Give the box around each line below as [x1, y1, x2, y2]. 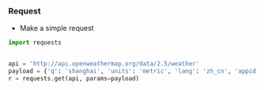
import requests [8, 39, 62, 47]
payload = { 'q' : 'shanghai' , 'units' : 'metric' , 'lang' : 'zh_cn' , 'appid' [8, 67, 260, 76]
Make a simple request [19, 24, 94, 33]
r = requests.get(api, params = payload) [8, 74, 140, 82]
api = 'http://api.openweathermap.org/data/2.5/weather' [8, 60, 200, 68]
